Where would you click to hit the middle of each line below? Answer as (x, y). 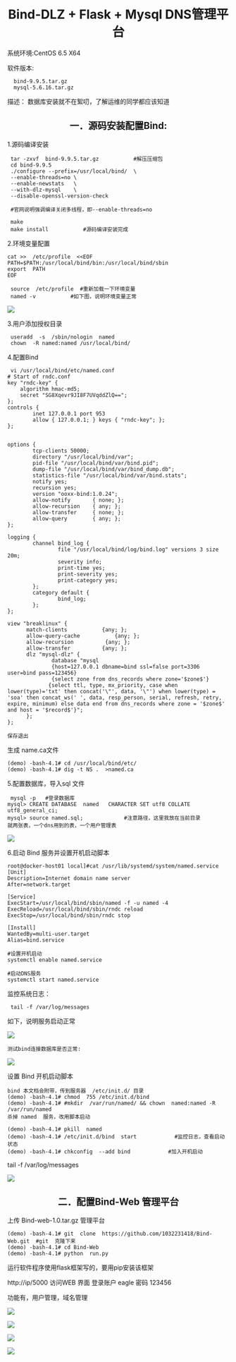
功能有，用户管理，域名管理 (48, 1297)
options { (22, 444)
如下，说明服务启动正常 (41, 1021)
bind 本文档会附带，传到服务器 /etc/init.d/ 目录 (76, 1090)
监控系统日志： (29, 993)
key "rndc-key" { (33, 383)
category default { (61, 592)
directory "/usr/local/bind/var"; (83, 457)
